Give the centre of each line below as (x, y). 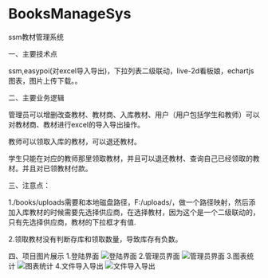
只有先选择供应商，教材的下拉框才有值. (73, 222)
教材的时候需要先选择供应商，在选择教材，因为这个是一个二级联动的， (144, 212)
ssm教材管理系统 (36, 37)
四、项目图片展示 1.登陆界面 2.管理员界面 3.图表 (128, 256)
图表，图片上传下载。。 (45, 80)
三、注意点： (29, 185)
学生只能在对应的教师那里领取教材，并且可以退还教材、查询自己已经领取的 (130, 158)
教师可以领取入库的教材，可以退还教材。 (75, 141)
